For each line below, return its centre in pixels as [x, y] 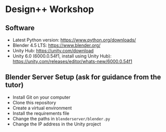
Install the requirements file [41, 113]
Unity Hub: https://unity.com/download [53, 51]
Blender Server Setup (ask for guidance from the [83, 77]
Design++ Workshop [50, 9]
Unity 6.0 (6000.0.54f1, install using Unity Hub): [62, 56]
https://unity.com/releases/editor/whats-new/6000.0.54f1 [72, 61]
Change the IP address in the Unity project [57, 124]
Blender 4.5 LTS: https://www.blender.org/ [57, 45]
